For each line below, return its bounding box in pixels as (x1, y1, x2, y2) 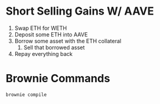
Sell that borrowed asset (23, 44, 85, 51)
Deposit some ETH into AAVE (14, 30, 88, 38)
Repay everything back (14, 50, 73, 57)
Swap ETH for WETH (14, 24, 68, 32)
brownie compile (5, 91, 47, 98)
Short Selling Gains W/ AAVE (5, 4, 155, 18)
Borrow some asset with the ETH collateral (14, 37, 122, 44)
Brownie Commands (5, 72, 111, 86)
